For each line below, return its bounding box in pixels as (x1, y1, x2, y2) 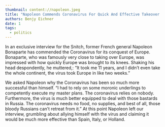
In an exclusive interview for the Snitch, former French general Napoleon (5, 44, 153, 49)
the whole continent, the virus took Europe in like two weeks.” (5, 70, 131, 76)
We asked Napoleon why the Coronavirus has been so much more (5, 80, 139, 85)
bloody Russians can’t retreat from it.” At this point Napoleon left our (5, 106, 144, 112)
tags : (5, 26, 16, 31)
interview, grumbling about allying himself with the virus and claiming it (5, 111, 149, 117)
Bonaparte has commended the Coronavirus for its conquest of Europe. (5, 49, 150, 55)
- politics (9, 30, 32, 35)
